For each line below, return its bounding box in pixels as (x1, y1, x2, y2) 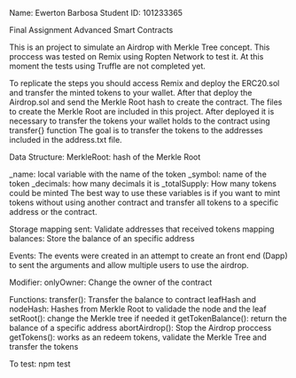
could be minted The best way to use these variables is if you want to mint (9, 188, 281, 198)
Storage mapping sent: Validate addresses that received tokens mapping (9, 224, 275, 234)
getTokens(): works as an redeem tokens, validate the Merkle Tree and (9, 332, 268, 343)
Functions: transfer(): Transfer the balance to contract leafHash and (9, 295, 257, 304)
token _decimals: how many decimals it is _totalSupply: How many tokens (9, 178, 277, 189)
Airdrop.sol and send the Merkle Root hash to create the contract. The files (9, 97, 283, 107)
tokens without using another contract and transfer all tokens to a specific (9, 197, 279, 208)
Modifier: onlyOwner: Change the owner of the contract (9, 277, 213, 287)
